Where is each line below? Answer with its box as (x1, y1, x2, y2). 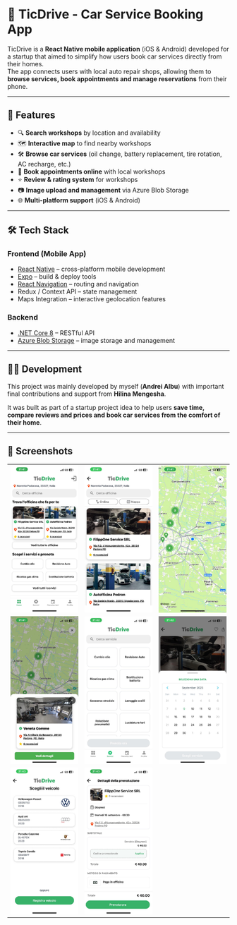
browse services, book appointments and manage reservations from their (7, 74, 227, 83)
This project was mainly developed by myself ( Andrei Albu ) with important (7, 382, 224, 390)
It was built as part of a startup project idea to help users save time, (7, 403, 205, 411)
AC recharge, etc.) (17, 159, 71, 168)
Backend (7, 313, 39, 322)
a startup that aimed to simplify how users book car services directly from (7, 52, 222, 61)
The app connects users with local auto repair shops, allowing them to (7, 67, 212, 75)
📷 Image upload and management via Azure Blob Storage (17, 186, 189, 194)
